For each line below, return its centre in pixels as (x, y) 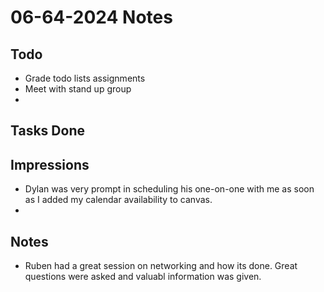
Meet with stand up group (78, 89)
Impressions (50, 164)
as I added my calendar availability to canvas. (118, 200)
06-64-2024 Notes (91, 17)
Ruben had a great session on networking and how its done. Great (161, 266)
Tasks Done (47, 131)
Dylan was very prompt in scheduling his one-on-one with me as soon (169, 189)
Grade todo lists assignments (85, 78)
